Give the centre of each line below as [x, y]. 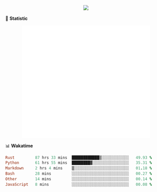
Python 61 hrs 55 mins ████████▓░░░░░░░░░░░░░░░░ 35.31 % [79, 163]
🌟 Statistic [17, 18]
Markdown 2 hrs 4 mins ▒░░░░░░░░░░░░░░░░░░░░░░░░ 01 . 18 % [79, 169]
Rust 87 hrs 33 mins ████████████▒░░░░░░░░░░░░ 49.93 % [79, 158]
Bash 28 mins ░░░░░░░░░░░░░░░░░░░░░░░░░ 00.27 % [79, 174]
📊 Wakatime [19, 146]
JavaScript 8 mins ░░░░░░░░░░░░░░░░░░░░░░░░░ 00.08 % [79, 184]
